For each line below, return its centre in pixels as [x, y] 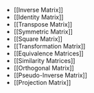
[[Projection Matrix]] [42, 82]
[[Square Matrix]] [38, 39]
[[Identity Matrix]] [38, 17]
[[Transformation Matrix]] [49, 46]
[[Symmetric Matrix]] [43, 31]
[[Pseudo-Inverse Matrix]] [50, 75]
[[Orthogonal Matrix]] [44, 68]
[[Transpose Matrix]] [43, 24]
